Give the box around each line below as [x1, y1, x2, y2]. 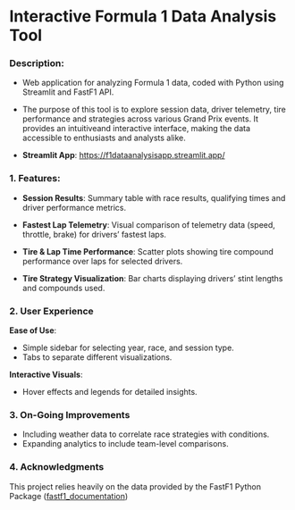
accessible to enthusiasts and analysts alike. [21, 132, 186, 144]
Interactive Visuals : [9, 369, 83, 380]
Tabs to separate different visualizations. [21, 352, 173, 363]
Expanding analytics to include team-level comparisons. [21, 439, 230, 449]
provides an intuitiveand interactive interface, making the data [21, 123, 251, 134]
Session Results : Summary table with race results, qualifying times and [21, 192, 286, 203]
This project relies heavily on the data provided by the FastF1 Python [9, 481, 262, 492]
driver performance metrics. [21, 202, 127, 213]
